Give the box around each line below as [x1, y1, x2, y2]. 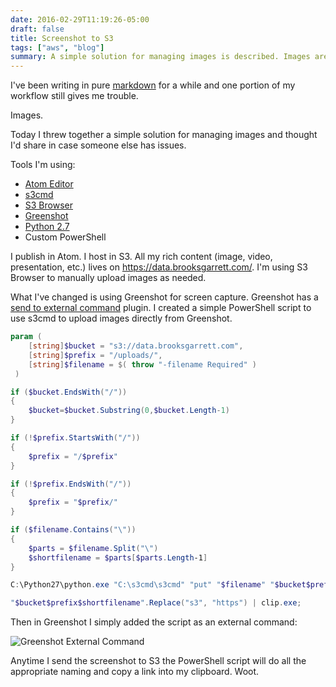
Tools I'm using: [10, 159, 76, 171]
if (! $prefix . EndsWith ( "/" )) [10, 479, 132, 489]
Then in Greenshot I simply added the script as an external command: [10, 616, 298, 628]
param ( [10, 332, 43, 342]
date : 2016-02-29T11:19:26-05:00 [10, 14, 150, 25]
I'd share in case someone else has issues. [10, 139, 187, 151]
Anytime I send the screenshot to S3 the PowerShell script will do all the [10, 655, 307, 667]
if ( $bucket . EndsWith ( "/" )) [10, 387, 128, 397]
